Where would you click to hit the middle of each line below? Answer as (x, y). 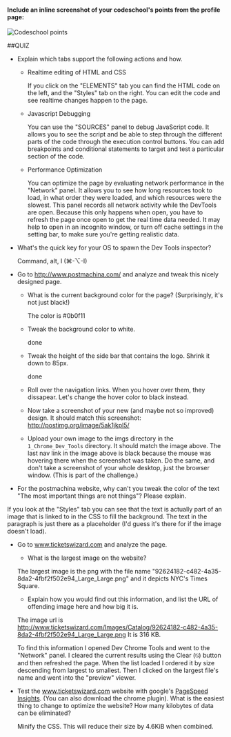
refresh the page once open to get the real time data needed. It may (124, 220)
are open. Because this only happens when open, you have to (115, 212)
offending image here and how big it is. (83, 607)
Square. (28, 586)
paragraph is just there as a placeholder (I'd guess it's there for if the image (114, 524)
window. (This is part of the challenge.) (83, 475)
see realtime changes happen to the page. (88, 101)
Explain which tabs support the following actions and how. (100, 59)
